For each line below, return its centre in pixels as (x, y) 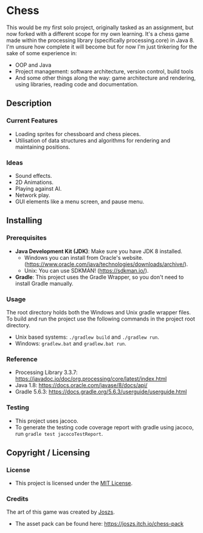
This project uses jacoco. (47, 421)
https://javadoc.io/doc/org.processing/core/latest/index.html (91, 379)
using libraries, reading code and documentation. (77, 84)
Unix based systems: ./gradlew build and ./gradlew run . (87, 337)
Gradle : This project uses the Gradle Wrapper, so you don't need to (99, 277)
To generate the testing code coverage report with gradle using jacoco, (104, 427)
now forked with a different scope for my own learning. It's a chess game (98, 33)
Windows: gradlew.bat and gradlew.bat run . (71, 343)
